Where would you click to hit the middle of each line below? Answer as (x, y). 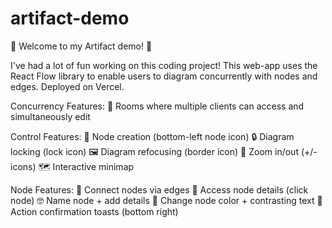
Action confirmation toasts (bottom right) (94, 211)
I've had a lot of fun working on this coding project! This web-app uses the (164, 65)
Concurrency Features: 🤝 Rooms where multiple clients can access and (157, 106)
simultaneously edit (50, 116)
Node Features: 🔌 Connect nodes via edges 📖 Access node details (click (159, 189)
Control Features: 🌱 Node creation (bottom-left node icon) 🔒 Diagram (152, 136)
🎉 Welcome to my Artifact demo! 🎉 (81, 46)
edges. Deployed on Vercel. (67, 86)
